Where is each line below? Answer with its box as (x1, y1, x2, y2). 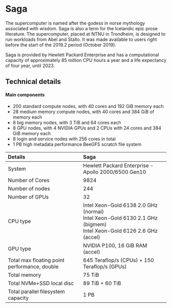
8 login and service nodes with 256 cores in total (12, 136, 116, 142)
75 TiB (83, 271, 99, 278)
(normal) (83, 208, 104, 215)
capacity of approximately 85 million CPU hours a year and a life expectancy (5, 57, 167, 63)
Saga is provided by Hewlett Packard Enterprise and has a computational (5, 52, 160, 58)
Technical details (5, 77, 61, 86)
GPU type (8, 245, 32, 252)
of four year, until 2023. (5, 62, 55, 69)
